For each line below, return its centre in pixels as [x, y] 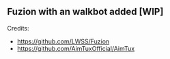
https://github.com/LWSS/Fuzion [63, 41]
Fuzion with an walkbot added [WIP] [85, 12]
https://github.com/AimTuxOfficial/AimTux [76, 48]
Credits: [18, 28]
